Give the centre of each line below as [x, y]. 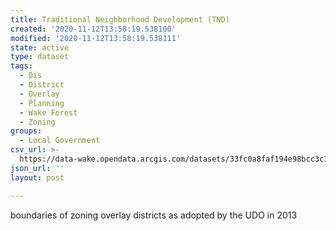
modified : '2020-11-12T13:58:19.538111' [96, 38]
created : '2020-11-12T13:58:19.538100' [93, 29]
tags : [21, 66]
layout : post [37, 177]
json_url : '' [37, 168]
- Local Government [60, 141]
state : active [40, 47]
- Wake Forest [48, 112]
